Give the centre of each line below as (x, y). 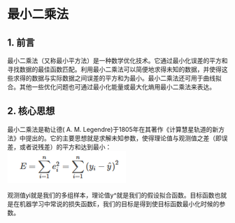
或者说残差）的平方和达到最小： (65, 147)
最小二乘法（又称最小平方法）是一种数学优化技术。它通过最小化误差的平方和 (117, 61)
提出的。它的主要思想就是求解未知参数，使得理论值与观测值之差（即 (123, 138)
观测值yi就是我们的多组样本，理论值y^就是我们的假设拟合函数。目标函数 (111, 195)
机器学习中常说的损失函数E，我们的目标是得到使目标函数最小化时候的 (119, 203)
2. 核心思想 (31, 111)
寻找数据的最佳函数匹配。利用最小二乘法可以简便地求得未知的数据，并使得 (114, 69)
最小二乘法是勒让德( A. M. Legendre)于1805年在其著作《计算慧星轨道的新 (113, 129)
